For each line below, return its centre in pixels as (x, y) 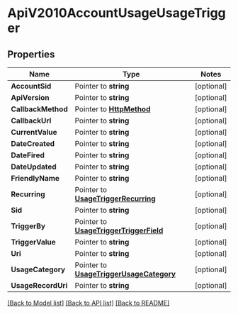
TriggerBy (28, 226)
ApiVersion (30, 97)
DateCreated (33, 144)
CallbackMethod (40, 109)
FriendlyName (35, 178)
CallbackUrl (31, 120)
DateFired (28, 155)
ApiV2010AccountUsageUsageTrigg (117, 13)
